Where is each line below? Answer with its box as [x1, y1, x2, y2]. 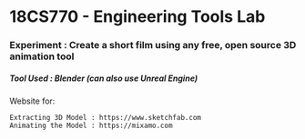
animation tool [9, 50, 75, 63]
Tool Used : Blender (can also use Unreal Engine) [9, 73, 198, 84]
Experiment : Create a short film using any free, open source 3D [9, 39, 297, 52]
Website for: [9, 95, 56, 106]
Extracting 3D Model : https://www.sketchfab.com [9, 114, 202, 123]
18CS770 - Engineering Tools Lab [9, 6, 266, 27]
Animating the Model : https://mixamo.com [9, 121, 173, 131]
